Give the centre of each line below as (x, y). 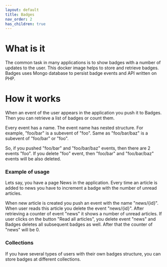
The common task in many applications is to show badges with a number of (83, 63)
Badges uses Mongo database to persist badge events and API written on (81, 73)
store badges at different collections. (43, 259)
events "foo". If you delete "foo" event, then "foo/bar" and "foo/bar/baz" (79, 154)
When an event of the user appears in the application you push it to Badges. (83, 113)
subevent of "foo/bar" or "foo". (37, 139)
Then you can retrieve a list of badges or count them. (60, 118)
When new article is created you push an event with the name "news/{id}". (82, 203)
